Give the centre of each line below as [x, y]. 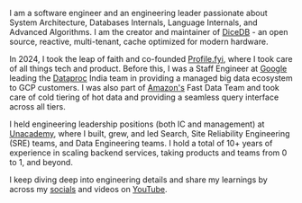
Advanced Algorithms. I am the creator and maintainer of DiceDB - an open [149, 32]
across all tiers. [37, 106]
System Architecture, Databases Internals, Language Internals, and [134, 22]
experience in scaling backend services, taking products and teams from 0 [148, 153]
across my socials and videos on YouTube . [89, 189]
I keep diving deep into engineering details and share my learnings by [138, 180]
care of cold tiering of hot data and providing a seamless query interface [144, 97]
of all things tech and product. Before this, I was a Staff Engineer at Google [148, 68]
